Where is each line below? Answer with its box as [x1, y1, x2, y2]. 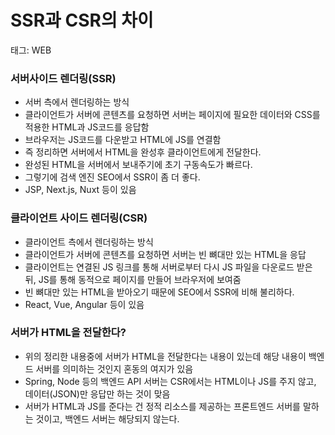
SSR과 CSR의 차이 [10, 9, 154, 32]
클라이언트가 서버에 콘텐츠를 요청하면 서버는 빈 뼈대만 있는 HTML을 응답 [24, 248, 307, 260]
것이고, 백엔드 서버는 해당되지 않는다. [35, 412, 180, 425]
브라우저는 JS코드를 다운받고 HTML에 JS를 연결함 [24, 134, 222, 146]
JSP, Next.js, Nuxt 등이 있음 [24, 184, 137, 196]
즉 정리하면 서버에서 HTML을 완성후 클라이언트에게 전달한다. [24, 146, 262, 158]
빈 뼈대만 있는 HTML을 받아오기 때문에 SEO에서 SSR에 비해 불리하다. [24, 286, 295, 298]
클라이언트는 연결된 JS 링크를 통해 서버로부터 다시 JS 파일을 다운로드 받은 [24, 261, 313, 273]
